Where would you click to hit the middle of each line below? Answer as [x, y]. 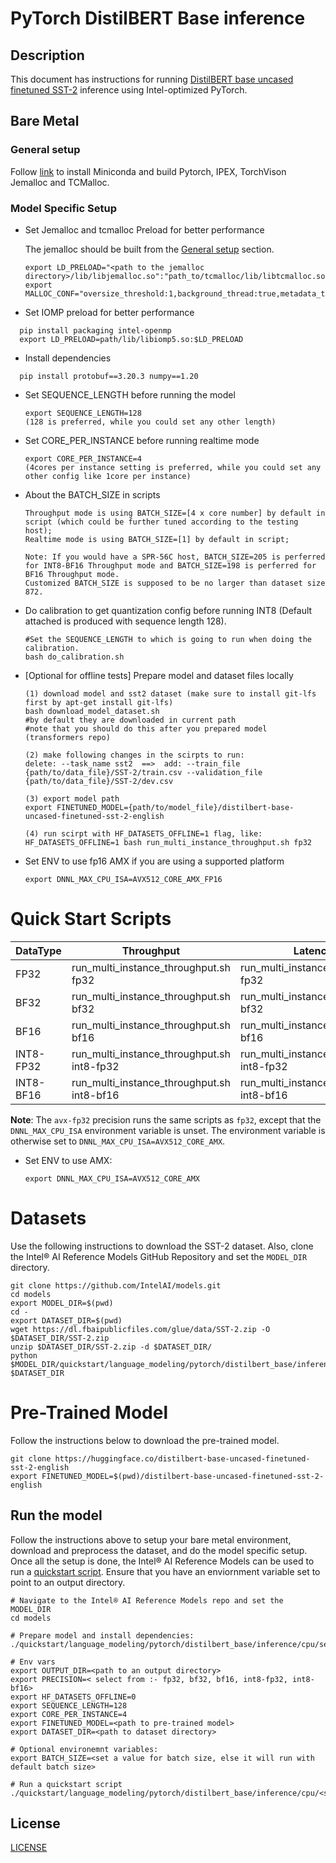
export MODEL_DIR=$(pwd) [62, 1303]
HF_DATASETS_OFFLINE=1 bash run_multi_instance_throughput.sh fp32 [168, 842]
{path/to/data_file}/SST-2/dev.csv [99, 781]
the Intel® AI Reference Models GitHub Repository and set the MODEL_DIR [159, 1256]
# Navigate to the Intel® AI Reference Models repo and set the [147, 1600]
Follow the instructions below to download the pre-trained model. [145, 1440]
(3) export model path [72, 798]
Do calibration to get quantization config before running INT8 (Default [168, 610]
